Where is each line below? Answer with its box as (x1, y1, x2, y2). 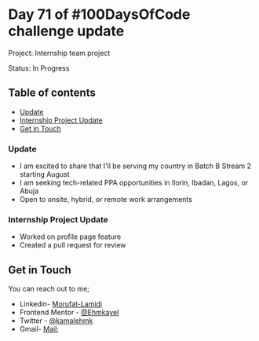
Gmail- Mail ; (19, 324, 60, 334)
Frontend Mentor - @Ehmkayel (19, 308, 119, 317)
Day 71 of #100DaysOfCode (8, 5, 191, 24)
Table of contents (8, 86, 96, 100)
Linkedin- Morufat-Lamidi (19, 299, 103, 309)
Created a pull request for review (19, 240, 126, 250)
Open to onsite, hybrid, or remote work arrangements (19, 195, 192, 204)
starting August (19, 170, 70, 179)
